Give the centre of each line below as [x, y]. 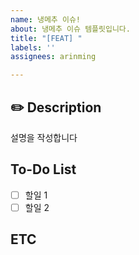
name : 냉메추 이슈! [45, 19]
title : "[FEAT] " [46, 38]
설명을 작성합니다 [44, 137]
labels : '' [33, 47]
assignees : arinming [53, 57]
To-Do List [43, 169]
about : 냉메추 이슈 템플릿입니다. [70, 29]
